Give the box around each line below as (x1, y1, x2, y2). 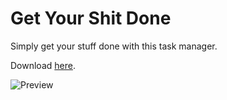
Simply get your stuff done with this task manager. (10, 40, 218, 52)
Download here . (10, 59, 76, 71)
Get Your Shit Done (10, 7, 172, 30)
